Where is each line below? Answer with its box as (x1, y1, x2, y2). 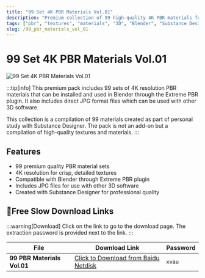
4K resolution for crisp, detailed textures (15, 169, 117, 176)
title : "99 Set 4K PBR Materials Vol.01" (6, 9, 113, 15)
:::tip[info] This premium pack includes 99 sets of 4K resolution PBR (6, 84, 177, 92)
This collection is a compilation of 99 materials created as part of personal (6, 115, 193, 123)
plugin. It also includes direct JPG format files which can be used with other (6, 97, 196, 104)
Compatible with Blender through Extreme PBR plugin (15, 175, 150, 183)
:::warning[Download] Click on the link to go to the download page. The (6, 222, 186, 230)
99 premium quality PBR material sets (15, 163, 110, 170)
